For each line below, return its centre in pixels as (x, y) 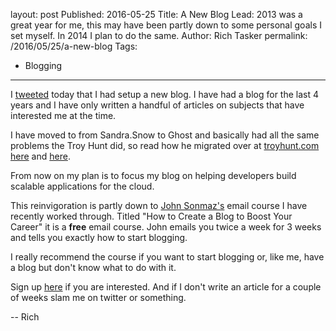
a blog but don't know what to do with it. (93, 267)
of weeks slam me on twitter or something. (98, 297)
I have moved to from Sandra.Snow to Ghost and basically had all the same (165, 135)
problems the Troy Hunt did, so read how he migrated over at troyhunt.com (165, 145)
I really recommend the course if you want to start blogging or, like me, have (167, 257)
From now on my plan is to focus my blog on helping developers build (153, 175)
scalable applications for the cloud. (82, 186)
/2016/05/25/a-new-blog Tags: (74, 46)
